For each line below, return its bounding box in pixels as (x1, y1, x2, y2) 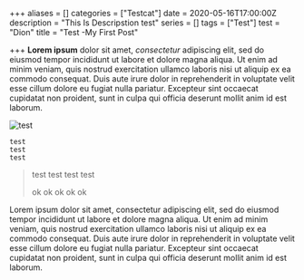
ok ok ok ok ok (31, 187, 87, 198)
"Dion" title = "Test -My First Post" (9, 27, 139, 37)
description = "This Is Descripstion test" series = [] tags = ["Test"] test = (9, 17, 280, 28)
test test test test (31, 169, 95, 179)
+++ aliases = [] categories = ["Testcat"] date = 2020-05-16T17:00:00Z (9, 8, 277, 18)
